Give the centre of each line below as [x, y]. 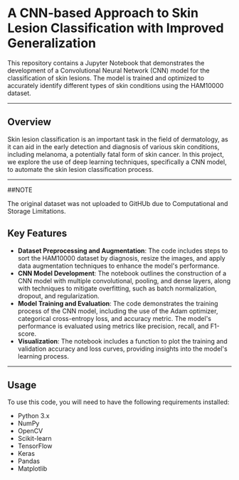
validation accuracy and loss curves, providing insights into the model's [122, 349]
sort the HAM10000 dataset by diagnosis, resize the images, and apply [121, 258]
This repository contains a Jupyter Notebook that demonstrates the [106, 62]
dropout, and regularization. [58, 295]
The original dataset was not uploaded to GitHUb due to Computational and [118, 203]
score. [27, 333]
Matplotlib [32, 469]
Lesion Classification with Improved [116, 28]
